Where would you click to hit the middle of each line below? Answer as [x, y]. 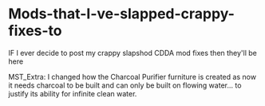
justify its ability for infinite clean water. [73, 93]
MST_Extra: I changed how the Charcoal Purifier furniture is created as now [132, 77]
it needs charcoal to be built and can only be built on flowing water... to [125, 85]
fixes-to [35, 31]
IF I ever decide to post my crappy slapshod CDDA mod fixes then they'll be [133, 53]
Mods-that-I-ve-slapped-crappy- [122, 14]
